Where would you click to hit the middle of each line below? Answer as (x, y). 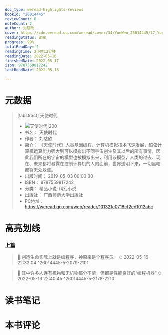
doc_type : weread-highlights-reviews (44, 10)
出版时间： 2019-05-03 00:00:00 (59, 176)
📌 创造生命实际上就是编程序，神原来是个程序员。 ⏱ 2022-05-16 (83, 257)
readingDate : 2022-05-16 (31, 56)
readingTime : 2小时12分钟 (31, 51)
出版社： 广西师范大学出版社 (54, 195)
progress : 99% (20, 42)
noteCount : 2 (19, 24)
